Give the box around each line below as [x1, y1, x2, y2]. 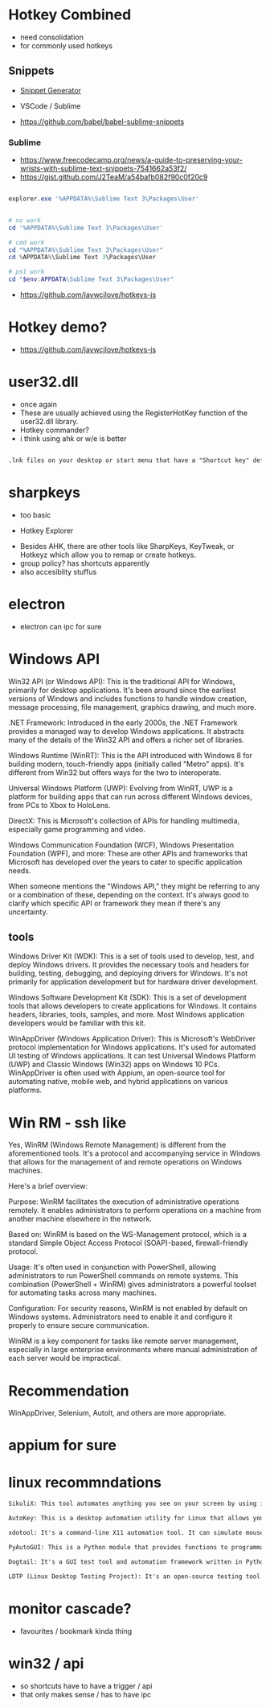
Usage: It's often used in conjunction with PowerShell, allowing [8, 1262, 217, 1272]
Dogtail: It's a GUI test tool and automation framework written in [8, 1557, 243, 1566]
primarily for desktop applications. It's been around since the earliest [8, 685, 237, 695]
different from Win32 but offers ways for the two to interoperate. [8, 767, 222, 777]
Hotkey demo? [8, 318, 108, 336]
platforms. [8, 1085, 43, 1095]
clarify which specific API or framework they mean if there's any [8, 898, 221, 908]
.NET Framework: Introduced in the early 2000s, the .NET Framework [8, 718, 239, 728]
